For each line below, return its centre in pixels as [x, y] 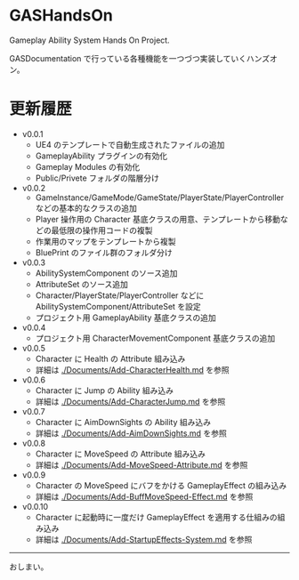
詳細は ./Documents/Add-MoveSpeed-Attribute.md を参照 [141, 464]
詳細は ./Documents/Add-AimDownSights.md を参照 [131, 433]
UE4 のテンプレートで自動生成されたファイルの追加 [130, 144]
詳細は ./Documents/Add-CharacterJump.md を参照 [130, 401]
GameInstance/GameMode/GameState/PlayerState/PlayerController [160, 197]
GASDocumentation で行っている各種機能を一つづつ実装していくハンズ [139, 58]
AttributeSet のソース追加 [82, 284]
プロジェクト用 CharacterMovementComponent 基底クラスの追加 [155, 338]
